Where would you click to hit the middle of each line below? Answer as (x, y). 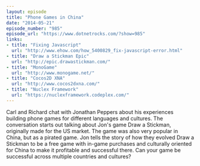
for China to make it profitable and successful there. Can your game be (93, 150)
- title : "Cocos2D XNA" (36, 78)
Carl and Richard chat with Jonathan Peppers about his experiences (90, 112)
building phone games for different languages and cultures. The (84, 118)
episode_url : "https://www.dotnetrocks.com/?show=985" (76, 34)
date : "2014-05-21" (30, 23)
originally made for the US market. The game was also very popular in (92, 131)
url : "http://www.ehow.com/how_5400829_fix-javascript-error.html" (97, 51)
